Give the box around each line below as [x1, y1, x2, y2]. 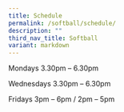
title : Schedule [8, 11, 62, 20]
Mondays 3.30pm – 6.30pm [8, 63, 99, 73]
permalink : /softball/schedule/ [8, 19, 116, 27]
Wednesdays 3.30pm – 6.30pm [8, 79, 111, 89]
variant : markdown [8, 42, 70, 50]
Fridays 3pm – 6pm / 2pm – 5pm [8, 94, 115, 104]
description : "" [8, 26, 62, 34]
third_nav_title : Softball [8, 34, 98, 42]
